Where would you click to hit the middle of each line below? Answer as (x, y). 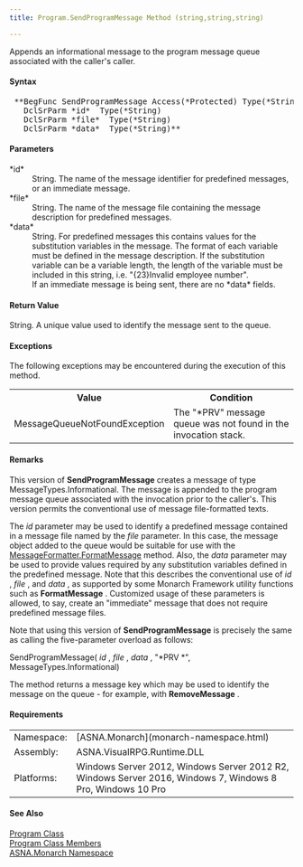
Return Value (34, 305)
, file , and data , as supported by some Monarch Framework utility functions (151, 583)
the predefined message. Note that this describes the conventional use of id (151, 574)
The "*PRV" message (220, 412)
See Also (26, 814)
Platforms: (35, 777)
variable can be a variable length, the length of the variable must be (157, 265)
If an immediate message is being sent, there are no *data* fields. (154, 285)
